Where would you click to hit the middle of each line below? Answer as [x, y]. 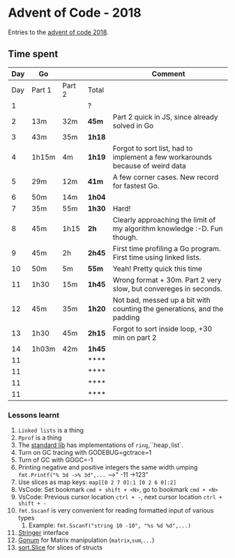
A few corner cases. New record [166, 177]
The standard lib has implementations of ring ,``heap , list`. [100, 445]
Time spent [33, 54]
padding [126, 317]
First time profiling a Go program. [167, 248]
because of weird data [150, 165]
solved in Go [133, 126]
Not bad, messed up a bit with [162, 300]
